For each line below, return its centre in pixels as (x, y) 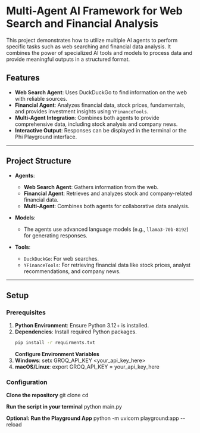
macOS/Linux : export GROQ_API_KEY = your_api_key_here (87, 367)
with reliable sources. (41, 98)
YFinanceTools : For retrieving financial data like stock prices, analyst (107, 265)
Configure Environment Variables (57, 354)
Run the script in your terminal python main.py (64, 407)
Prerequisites (26, 313)
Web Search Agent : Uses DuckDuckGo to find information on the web (101, 92)
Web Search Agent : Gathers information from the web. (91, 187)
